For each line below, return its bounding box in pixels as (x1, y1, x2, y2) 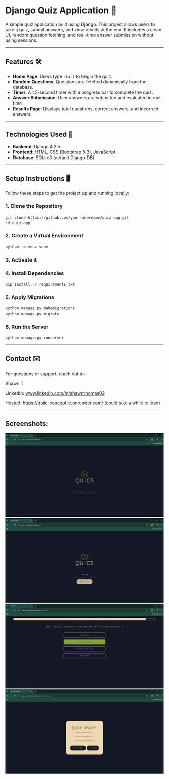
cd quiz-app (5, 220, 30, 225)
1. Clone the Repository (5, 203, 63, 210)
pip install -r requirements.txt (5, 282, 75, 287)
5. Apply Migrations (5, 294, 54, 301)
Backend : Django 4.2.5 (12, 143, 60, 149)
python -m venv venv (5, 244, 49, 249)
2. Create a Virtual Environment (5, 232, 84, 239)
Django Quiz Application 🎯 (5, 5, 117, 16)
